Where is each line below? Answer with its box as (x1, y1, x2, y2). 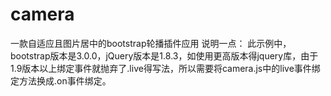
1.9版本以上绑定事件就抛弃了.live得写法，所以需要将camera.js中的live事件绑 (10, 62, 321, 74)
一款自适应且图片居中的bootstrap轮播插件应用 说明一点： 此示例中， (10, 37, 292, 49)
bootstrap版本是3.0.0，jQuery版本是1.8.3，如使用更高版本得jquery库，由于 (10, 49, 319, 62)
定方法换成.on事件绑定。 (10, 74, 112, 87)
